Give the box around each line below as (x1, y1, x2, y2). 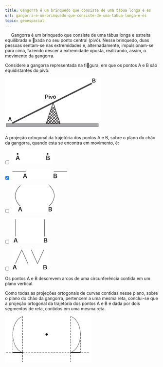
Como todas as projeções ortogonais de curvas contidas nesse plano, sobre (5, 290, 158, 296)
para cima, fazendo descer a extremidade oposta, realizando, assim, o (5, 48, 146, 54)
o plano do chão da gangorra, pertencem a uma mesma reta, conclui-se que (5, 295, 158, 301)
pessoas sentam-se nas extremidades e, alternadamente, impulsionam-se (5, 43, 154, 48)
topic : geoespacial (5, 18, 45, 23)
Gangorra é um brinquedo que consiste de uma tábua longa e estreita (11, 32, 151, 38)
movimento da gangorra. (5, 53, 54, 59)
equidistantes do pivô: (5, 67, 50, 73)
